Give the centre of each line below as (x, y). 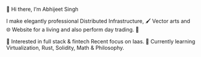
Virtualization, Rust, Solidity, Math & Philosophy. (65, 48)
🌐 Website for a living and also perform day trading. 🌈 (73, 29)
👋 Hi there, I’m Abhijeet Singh (43, 9)
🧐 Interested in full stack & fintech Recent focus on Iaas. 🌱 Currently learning (101, 41)
